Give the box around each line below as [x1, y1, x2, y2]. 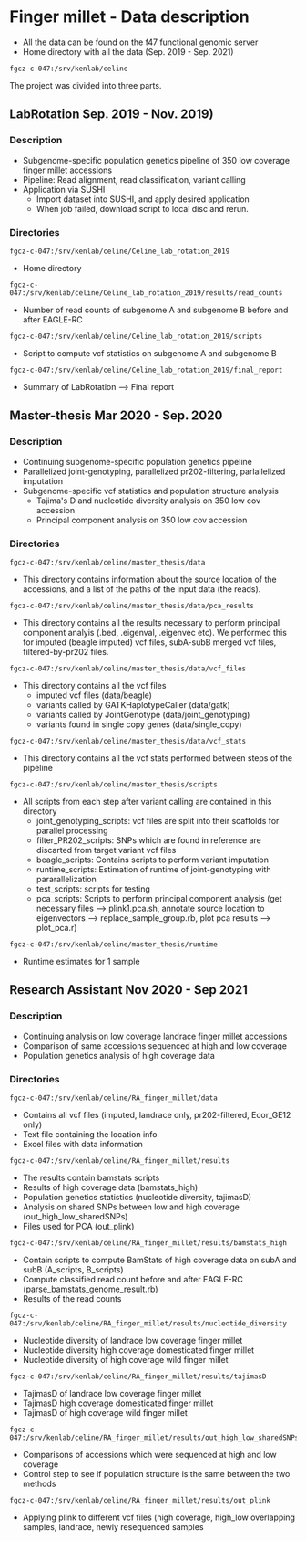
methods [22, 1478, 56, 1489]
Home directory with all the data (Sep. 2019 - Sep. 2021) [22, 46, 234, 57]
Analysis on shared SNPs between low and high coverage [22, 1201, 240, 1212]
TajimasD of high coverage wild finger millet [22, 1407, 189, 1418]
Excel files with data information [22, 1138, 144, 1149]
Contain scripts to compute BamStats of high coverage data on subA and [22, 1254, 297, 1265]
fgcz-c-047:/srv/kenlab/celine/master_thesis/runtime [9, 939, 219, 949]
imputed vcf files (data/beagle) [36, 690, 153, 701]
